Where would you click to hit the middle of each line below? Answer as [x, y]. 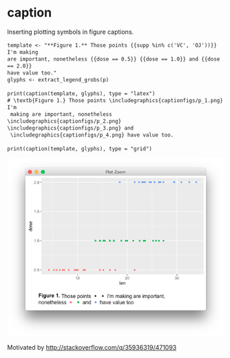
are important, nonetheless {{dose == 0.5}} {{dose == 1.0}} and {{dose [114, 59]
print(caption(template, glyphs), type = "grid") [80, 149]
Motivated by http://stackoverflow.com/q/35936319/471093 [92, 347]
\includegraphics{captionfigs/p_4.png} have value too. [92, 135]
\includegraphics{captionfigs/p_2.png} [64, 121]
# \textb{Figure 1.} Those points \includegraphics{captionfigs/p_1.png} [115, 100]
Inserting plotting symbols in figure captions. [71, 32]
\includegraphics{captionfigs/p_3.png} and [71, 128]
